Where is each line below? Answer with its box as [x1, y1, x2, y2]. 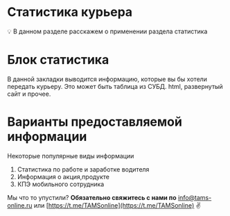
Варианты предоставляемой [7, 114, 182, 130]
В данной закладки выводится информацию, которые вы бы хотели [7, 74, 208, 83]
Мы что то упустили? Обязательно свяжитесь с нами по [7, 193, 177, 201]
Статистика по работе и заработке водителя [17, 165, 150, 174]
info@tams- [177, 193, 212, 201]
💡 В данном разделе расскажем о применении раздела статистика [7, 27, 208, 35]
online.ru [7, 201, 33, 209]
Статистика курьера [7, 4, 133, 20]
